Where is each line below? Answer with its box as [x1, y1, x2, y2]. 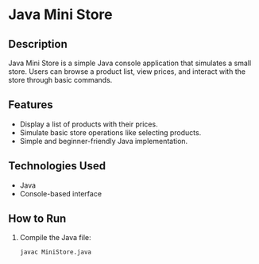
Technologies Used [8, 159, 106, 173]
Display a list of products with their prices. [19, 119, 158, 129]
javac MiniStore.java [19, 248, 91, 256]
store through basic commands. [8, 76, 113, 84]
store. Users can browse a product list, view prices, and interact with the [8, 67, 246, 76]
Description [8, 37, 68, 51]
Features [8, 98, 53, 112]
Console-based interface [19, 188, 102, 198]
